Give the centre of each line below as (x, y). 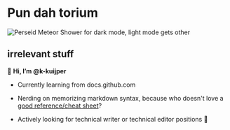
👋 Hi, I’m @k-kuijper (37, 71)
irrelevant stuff (41, 54)
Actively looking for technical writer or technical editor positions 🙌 (113, 119)
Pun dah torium (53, 13)
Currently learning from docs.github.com (76, 85)
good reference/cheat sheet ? (60, 106)
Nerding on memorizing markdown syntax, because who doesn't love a (120, 98)
